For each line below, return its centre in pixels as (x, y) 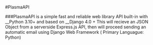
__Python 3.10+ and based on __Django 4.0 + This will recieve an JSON (77, 22)
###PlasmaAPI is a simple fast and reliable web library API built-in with (76, 16)
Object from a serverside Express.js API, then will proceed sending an (76, 27)
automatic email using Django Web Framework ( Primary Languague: (75, 32)
